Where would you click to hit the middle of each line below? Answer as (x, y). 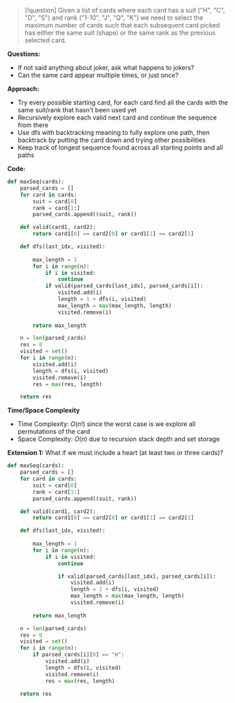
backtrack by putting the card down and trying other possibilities (112, 140)
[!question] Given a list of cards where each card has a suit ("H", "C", (125, 10)
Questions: (24, 54)
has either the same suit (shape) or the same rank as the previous (120, 33)
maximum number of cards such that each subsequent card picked (122, 25)
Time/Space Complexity (44, 410)
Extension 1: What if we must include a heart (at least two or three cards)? (115, 453)
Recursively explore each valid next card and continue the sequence (117, 117)
